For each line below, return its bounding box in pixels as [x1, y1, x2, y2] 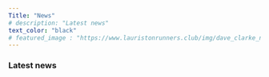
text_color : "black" [8, 26, 78, 34]
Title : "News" [8, 11, 56, 20]
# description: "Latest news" [8, 19, 110, 27]
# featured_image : [8, 33, 74, 42]
